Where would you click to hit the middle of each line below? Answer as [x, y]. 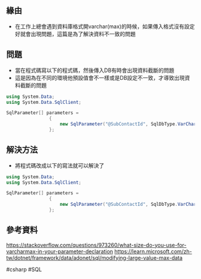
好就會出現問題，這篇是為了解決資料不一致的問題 [75, 34]
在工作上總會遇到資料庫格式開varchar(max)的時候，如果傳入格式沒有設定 [105, 26]
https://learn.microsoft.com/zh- [153, 251]
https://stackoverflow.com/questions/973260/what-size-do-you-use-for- [96, 245]
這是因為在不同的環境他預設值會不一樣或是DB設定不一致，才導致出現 [100, 77]
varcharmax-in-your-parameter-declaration [60, 251]
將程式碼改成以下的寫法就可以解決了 [60, 165]
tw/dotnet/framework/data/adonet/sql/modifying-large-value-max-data [95, 257]
